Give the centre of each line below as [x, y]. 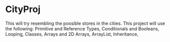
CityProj [23, 9]
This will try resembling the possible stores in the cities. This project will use [85, 23]
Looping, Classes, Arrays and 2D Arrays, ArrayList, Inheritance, [72, 34]
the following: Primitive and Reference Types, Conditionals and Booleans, [82, 28]
